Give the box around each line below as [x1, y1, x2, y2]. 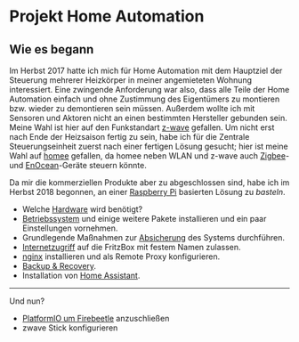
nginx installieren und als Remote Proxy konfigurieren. [21, 251, 221, 262]
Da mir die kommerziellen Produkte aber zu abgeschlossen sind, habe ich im [9, 177, 290, 188]
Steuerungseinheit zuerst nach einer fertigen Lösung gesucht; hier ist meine [9, 141, 289, 151]
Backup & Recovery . [21, 261, 96, 271]
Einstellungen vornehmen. [21, 223, 118, 233]
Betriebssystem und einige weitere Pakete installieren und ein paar [21, 214, 267, 224]
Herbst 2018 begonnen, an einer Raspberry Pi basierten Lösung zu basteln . [9, 187, 287, 197]
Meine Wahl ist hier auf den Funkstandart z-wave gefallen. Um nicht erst [9, 122, 275, 133]
